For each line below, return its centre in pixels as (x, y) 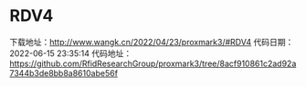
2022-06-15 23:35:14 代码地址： (71, 53)
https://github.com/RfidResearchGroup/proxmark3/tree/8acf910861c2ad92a (153, 63)
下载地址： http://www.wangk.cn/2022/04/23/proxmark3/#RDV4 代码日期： (152, 42)
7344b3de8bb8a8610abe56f (64, 72)
